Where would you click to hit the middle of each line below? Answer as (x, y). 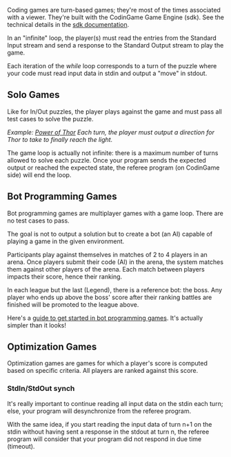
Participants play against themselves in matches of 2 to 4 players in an (108, 254)
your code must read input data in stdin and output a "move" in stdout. (107, 73)
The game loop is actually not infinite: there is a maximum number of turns (113, 153)
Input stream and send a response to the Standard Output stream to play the (115, 45)
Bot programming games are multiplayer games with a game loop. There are (115, 213)
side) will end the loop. (39, 174)
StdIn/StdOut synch (41, 389)
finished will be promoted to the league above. (73, 304)
